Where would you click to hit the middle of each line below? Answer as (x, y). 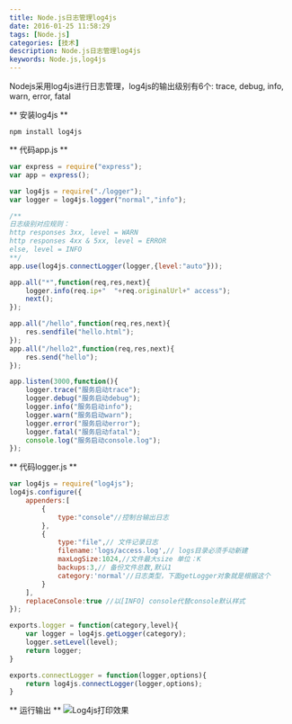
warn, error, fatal (40, 96)
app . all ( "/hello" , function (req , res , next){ (90, 324)
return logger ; (54, 650)
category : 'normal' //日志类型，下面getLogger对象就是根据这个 (164, 576)
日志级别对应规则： (40, 224)
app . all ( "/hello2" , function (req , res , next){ (92, 349)
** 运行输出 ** (35, 711)
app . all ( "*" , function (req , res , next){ (80, 282)
